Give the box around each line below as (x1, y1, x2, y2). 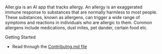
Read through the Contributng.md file (12, 44, 88, 49)
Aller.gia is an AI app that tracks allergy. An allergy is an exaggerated (5, 4, 143, 10)
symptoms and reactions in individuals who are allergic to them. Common (5, 19, 152, 25)
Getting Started (5, 34, 36, 40)
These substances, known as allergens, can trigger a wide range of (5, 15, 140, 20)
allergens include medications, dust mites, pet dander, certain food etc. (5, 25, 148, 31)
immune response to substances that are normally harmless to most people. (5, 9, 158, 15)
